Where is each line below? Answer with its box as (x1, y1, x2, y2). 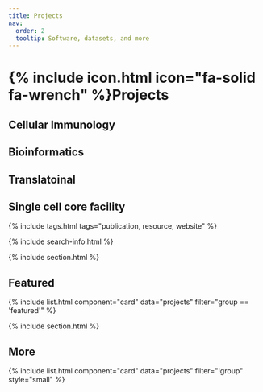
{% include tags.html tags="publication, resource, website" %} (8, 221, 218, 231)
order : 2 (15, 27, 45, 35)
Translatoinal (8, 172, 77, 186)
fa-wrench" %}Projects (8, 86, 169, 105)
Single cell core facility (8, 200, 126, 213)
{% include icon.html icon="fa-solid (8, 69, 256, 87)
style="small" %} (8, 375, 65, 385)
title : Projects (8, 11, 63, 20)
